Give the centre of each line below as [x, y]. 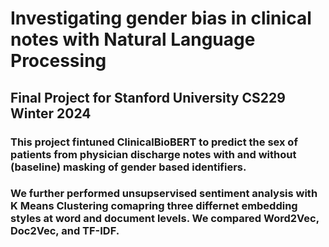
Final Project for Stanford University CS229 [148, 97]
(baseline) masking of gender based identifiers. [128, 167]
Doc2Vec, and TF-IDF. [65, 231]
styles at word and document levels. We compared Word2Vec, [165, 219]
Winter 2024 [51, 113]
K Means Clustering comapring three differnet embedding [154, 206]
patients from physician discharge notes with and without [153, 154]
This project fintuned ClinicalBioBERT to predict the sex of [154, 142]
